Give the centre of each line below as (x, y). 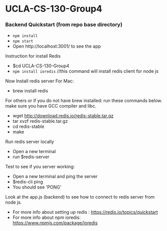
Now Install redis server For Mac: (40, 81)
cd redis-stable (28, 126)
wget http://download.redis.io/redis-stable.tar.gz (63, 116)
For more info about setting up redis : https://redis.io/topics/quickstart (85, 212)
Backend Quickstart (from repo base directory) (64, 25)
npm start (23, 41)
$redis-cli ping (28, 182)
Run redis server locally (30, 142)
